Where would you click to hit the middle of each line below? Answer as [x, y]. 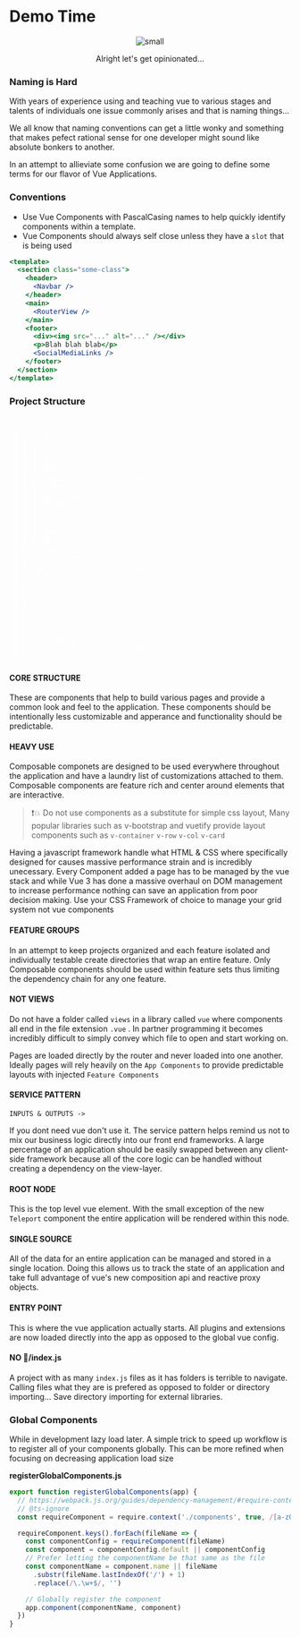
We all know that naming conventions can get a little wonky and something [146, 128]
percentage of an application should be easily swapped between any [136, 1149]
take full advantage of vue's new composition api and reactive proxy [135, 1278]
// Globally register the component [94, 1599]
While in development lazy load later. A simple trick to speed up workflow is [148, 1439]
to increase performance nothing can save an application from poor [134, 891]
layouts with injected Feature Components [84, 1074]
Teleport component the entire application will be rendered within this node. [150, 1218]
